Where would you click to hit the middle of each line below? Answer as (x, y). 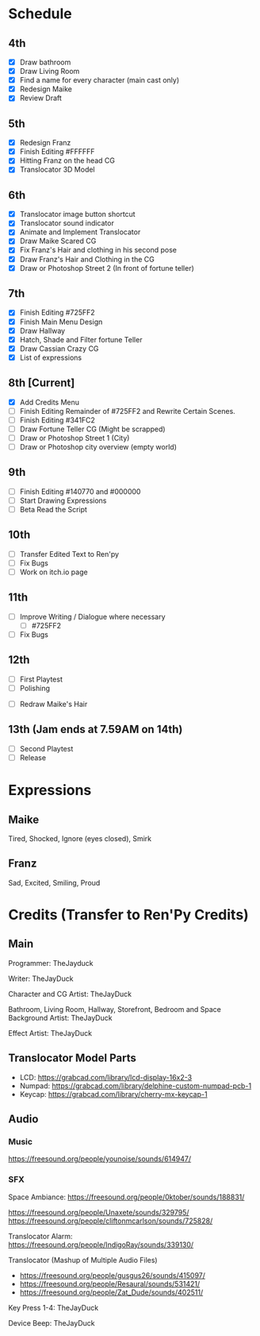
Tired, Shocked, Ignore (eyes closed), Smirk (80, 838)
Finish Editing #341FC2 (57, 420)
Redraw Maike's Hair (54, 704)
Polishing (34, 688)
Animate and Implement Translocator (80, 232)
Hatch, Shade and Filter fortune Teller (81, 339)
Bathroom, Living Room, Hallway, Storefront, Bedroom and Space (115, 1009)
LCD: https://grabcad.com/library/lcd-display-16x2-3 (106, 1077)
